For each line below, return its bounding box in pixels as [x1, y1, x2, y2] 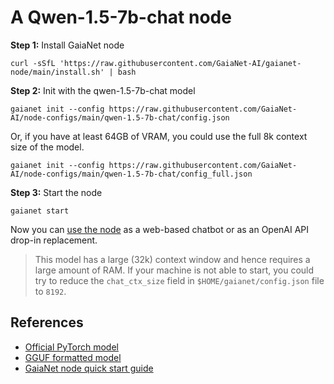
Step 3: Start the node [10, 186, 103, 198]
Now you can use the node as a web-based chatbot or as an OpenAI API [10, 223, 310, 235]
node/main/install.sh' [10, 67, 105, 77]
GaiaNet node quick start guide [24, 362, 154, 374]
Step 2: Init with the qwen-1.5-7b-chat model [10, 84, 196, 96]
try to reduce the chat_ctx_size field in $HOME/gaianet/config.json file [34, 274, 325, 286]
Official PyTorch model [24, 341, 119, 353]
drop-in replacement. [10, 234, 98, 246]
